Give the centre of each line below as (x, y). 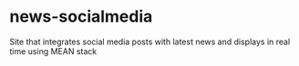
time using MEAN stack (53, 51)
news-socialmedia (81, 17)
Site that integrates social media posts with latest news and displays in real (150, 42)
